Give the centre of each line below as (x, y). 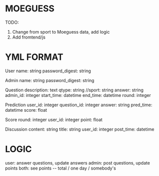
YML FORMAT (34, 57)
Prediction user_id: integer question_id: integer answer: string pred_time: (79, 105)
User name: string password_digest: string (48, 71)
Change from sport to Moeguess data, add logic (61, 32)
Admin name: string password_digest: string (50, 80)
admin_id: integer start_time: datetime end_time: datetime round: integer (78, 95)
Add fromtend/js (29, 37)
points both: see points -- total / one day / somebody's (61, 168)
